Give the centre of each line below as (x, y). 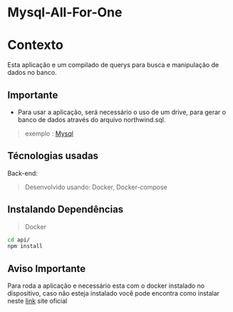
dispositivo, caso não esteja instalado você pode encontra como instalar (113, 293)
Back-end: (22, 173)
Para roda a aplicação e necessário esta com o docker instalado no (106, 286)
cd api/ (19, 240)
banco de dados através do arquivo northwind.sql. (92, 119)
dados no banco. (32, 73)
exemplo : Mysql (49, 134)
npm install (25, 246)
